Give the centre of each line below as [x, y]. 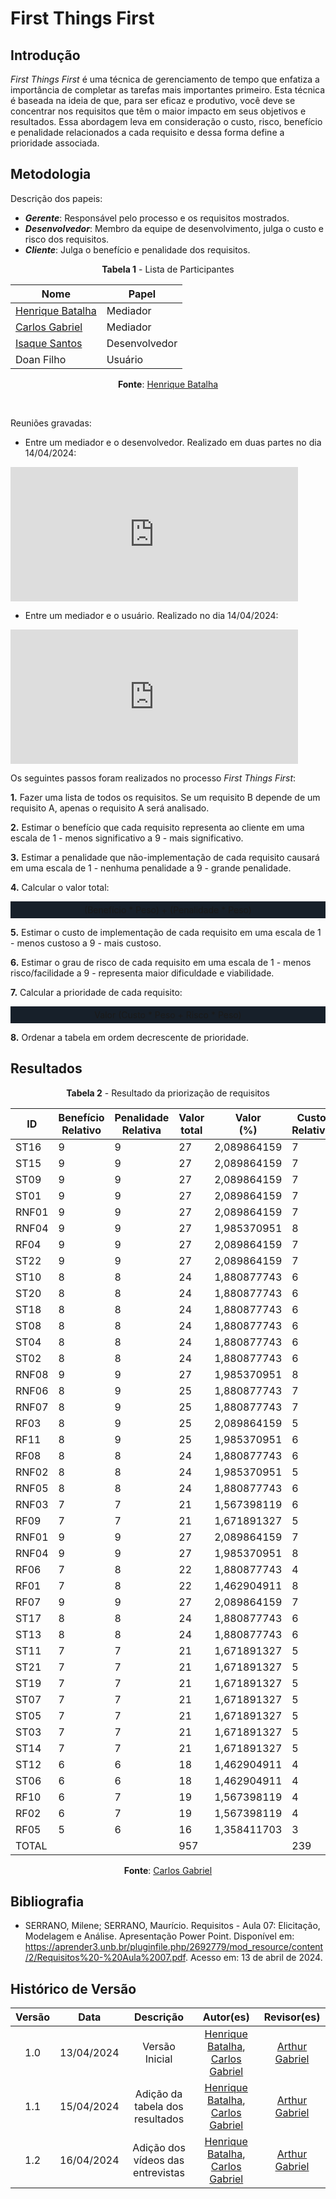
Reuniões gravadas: [51, 423]
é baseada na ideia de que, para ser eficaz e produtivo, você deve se [153, 100]
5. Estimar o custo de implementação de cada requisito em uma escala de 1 [166, 932]
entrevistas [159, 2173]
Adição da [158, 2094]
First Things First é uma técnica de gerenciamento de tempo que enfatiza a [165, 79]
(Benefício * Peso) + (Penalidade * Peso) [168, 909]
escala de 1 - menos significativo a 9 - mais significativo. [127, 838]
